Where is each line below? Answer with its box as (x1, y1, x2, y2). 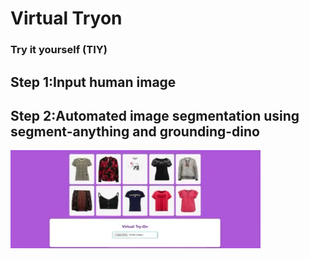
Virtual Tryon (10, 7, 123, 30)
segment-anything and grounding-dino (10, 123, 260, 140)
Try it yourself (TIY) (10, 43, 108, 57)
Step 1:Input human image (10, 73, 177, 91)
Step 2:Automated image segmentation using (10, 107, 300, 124)
